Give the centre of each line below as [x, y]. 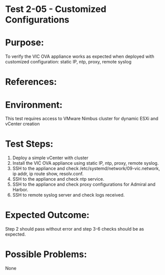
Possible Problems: [46, 254]
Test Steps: [29, 144]
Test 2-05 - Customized [56, 9]
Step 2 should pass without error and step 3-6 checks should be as [74, 229]
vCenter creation [22, 124]
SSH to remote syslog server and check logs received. [68, 195]
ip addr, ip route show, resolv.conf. [48, 174]
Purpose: [24, 43]
